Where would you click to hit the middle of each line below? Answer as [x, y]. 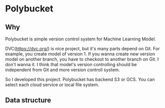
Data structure [28, 100]
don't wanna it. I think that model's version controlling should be [71, 64]
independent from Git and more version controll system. [63, 70]
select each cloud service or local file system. [52, 85]
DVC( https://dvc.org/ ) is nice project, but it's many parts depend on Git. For [82, 49]
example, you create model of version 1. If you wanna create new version [80, 54]
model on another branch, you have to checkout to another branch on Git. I [82, 59]
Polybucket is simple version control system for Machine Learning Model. [81, 39]
